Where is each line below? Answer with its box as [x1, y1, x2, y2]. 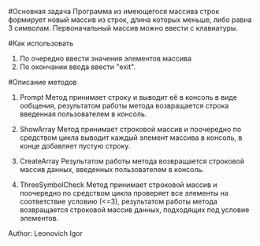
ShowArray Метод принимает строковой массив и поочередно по [19, 125, 242, 134]
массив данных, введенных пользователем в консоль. [19, 165, 205, 174]
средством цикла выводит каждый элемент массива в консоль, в [19, 133, 243, 142]
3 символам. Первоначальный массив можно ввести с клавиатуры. [8, 24, 239, 32]
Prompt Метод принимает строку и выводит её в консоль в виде [19, 93, 238, 101]
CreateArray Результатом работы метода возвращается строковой [19, 156, 245, 166]
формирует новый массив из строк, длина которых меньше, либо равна [8, 15, 252, 24]
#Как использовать [8, 39, 74, 48]
